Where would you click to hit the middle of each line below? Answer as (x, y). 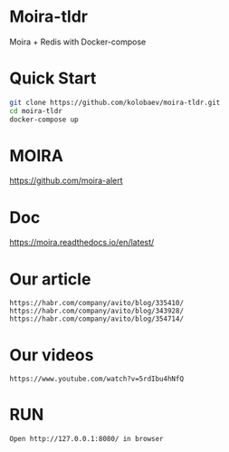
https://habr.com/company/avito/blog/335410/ (96, 303)
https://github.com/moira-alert (67, 181)
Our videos (52, 355)
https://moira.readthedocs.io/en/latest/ (82, 243)
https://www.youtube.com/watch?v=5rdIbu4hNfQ (96, 379)
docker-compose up (44, 120)
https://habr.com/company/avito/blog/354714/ (96, 319)
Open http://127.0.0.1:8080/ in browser (87, 439)
